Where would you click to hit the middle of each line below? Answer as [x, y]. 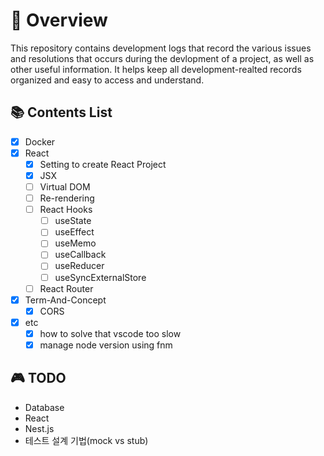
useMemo [75, 243]
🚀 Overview [59, 20]
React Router [66, 288]
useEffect [74, 232]
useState [73, 221]
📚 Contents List [61, 112]
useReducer [79, 266]
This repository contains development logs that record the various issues [161, 48]
